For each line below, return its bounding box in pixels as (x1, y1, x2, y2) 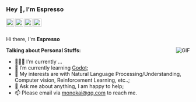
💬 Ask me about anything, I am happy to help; (14, 83, 124, 90)
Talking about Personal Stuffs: (6, 47, 81, 54)
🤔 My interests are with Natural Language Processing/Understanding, (14, 71, 182, 78)
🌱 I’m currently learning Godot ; (14, 64, 89, 71)
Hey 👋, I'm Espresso (6, 5, 64, 13)
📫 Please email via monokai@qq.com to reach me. (14, 89, 138, 96)
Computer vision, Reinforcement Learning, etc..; (14, 76, 130, 83)
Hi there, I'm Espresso (6, 36, 60, 43)
